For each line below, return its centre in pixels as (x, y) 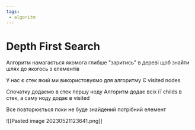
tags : (13, 12)
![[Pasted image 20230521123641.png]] (54, 121)
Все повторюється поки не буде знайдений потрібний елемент (86, 109)
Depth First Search (53, 46)
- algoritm (22, 17)
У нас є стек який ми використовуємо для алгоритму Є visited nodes (93, 80)
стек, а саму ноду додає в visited (48, 98)
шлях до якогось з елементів (43, 69)
